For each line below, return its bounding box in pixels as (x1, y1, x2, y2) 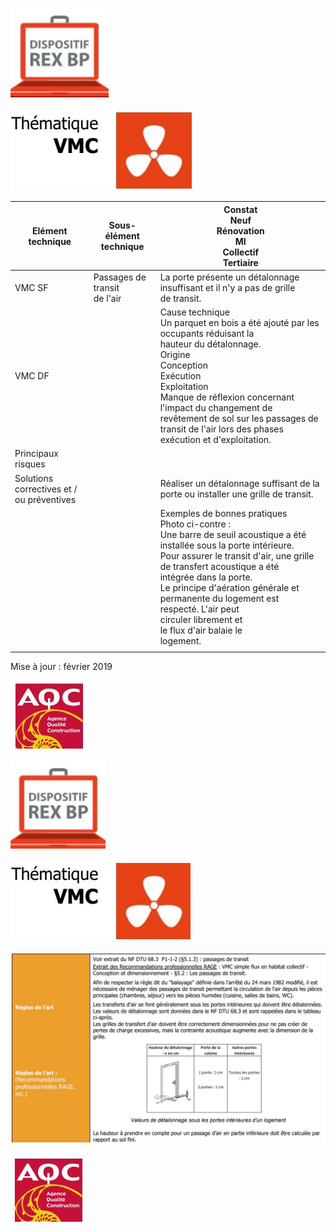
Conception (159, 359, 208, 371)
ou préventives (14, 493, 77, 505)
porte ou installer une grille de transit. (159, 488, 314, 500)
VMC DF (14, 370, 50, 382)
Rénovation (216, 224, 265, 237)
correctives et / (14, 483, 78, 495)
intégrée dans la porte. (159, 571, 253, 583)
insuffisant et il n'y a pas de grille (159, 281, 296, 293)
